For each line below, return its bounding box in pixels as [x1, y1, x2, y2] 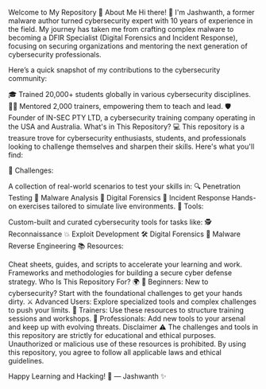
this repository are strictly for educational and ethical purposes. [8, 331, 217, 340]
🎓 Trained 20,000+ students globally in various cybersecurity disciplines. [8, 90, 252, 99]
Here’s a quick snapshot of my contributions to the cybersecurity [8, 65, 221, 75]
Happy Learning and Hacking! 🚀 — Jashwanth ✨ [8, 371, 167, 381]
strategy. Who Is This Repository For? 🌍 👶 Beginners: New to [8, 277, 209, 286]
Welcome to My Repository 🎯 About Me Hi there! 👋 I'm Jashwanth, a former [8, 8, 256, 17]
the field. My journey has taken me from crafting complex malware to [8, 25, 234, 33]
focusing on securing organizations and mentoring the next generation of [8, 41, 248, 51]
